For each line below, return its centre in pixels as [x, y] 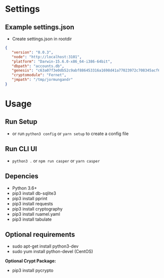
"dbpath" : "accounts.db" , [38, 66]
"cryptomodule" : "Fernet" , [39, 75]
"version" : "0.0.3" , [32, 52]
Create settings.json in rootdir [42, 39]
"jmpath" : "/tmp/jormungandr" [42, 80]
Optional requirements [40, 234]
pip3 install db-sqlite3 [34, 193]
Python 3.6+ [25, 188]
